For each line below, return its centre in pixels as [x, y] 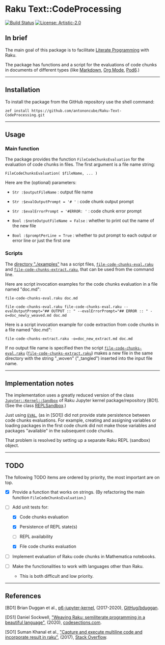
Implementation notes [40, 383]
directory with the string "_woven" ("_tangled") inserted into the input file [79, 358]
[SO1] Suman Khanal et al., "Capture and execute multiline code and [74, 632]
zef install [17, 111]
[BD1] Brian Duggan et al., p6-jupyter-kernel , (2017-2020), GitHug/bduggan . [82, 608]
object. [12, 446]
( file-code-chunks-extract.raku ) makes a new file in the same [90, 353]
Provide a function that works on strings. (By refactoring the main [78, 492]
